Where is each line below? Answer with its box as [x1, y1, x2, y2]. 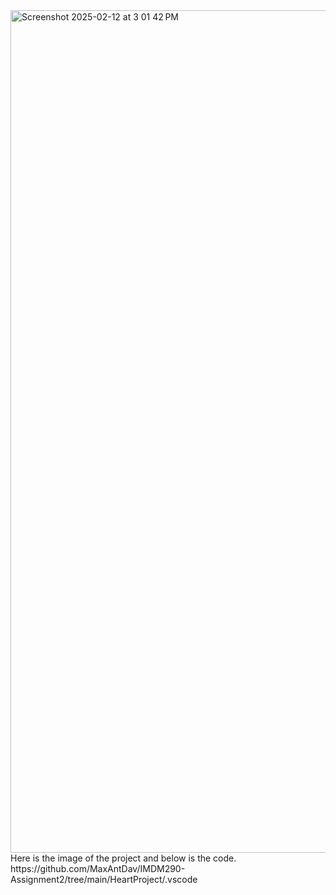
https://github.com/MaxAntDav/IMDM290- [10, 863, 186, 874]
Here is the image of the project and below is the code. [10, 852, 237, 864]
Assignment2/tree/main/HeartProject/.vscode [10, 874, 198, 885]
